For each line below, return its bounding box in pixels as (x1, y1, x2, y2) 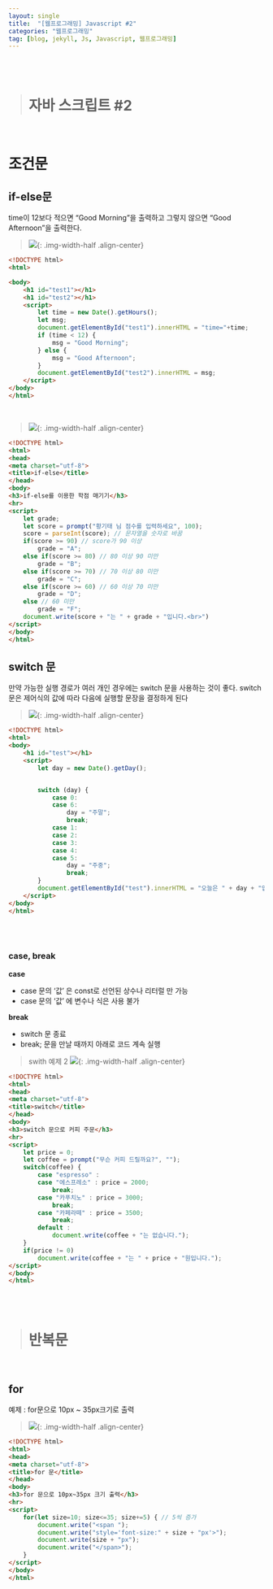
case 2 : (51, 831, 79, 839)
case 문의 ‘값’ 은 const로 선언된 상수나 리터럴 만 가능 (19, 986, 188, 995)
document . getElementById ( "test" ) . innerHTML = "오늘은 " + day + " (37, 884, 262, 892)
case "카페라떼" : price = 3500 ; (37, 1208, 144, 1217)
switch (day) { (37, 786, 89, 794)
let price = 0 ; (23, 1148, 75, 1156)
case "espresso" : (37, 1171, 100, 1179)
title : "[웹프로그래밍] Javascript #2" (8, 20, 136, 28)
